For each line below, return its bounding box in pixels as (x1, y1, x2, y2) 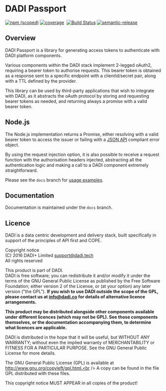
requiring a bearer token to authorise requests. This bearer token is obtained (5, 67, 161, 73)
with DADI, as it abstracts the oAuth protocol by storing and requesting (5, 93, 150, 99)
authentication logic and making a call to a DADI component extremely (5, 162, 149, 168)
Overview (5, 34, 36, 42)
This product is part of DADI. (5, 267, 63, 273)
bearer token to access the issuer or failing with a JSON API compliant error (5, 136, 160, 142)
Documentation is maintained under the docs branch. (5, 205, 113, 211)
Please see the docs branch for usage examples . (5, 177, 104, 183)
